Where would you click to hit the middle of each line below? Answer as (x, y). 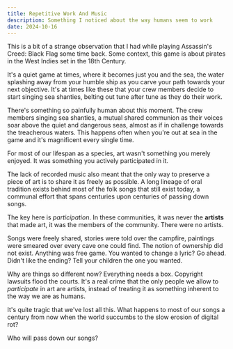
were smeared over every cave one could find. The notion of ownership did (115, 246)
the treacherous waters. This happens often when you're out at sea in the (112, 132)
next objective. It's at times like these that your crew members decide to (111, 90)
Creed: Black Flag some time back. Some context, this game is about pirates (116, 54)
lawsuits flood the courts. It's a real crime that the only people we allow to (113, 281)
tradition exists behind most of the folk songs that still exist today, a (104, 189)
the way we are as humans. (46, 296)
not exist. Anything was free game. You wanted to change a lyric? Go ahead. (117, 253)
